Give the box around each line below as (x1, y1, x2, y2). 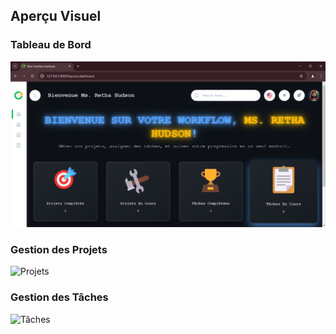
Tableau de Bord (10, 38, 92, 52)
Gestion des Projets (10, 242, 108, 256)
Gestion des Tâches (10, 290, 109, 304)
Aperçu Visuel (10, 8, 102, 25)
